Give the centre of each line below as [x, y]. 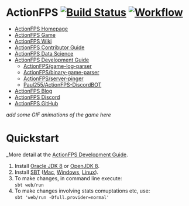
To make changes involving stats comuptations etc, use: [82, 191]
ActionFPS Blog [33, 91]
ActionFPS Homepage [41, 29]
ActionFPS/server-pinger [53, 78]
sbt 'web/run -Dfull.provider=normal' [62, 197]
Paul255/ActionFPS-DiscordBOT [62, 84]
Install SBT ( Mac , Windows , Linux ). [56, 172]
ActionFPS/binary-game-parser [61, 72]
